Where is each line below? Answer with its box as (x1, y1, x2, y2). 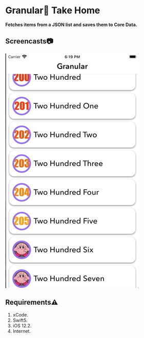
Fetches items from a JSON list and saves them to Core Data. (5, 21, 137, 28)
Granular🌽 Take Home (5, 5, 100, 16)
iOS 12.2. (12, 322, 32, 329)
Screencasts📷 (5, 37, 54, 46)
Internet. (12, 328, 31, 334)
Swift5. (12, 317, 28, 323)
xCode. (12, 311, 28, 318)
